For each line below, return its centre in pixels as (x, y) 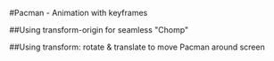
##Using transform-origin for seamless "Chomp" (99, 30)
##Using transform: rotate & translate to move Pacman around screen (137, 47)
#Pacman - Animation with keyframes (79, 13)
